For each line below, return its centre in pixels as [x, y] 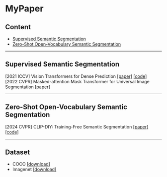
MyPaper [24, 9]
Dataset [18, 152]
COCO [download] [31, 164]
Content [18, 27]
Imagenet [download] [34, 170]
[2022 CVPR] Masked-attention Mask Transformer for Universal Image [78, 81]
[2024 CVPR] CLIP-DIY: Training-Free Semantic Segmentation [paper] [77, 126]
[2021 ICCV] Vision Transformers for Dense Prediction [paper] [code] [76, 76]
